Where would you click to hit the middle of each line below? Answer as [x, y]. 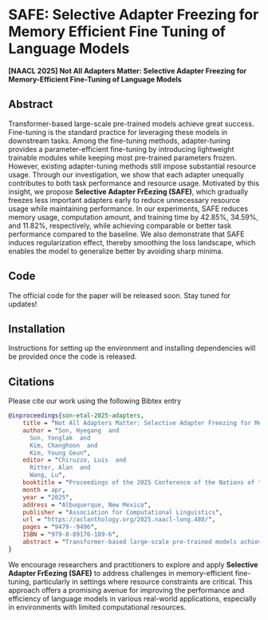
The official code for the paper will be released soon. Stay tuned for [120, 295]
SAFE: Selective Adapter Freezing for [134, 15]
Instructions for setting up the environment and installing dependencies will [132, 348]
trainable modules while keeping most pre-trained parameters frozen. [122, 157]
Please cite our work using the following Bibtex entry [95, 401]
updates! [23, 304]
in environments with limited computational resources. [97, 607]
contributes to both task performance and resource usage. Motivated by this [134, 183]
